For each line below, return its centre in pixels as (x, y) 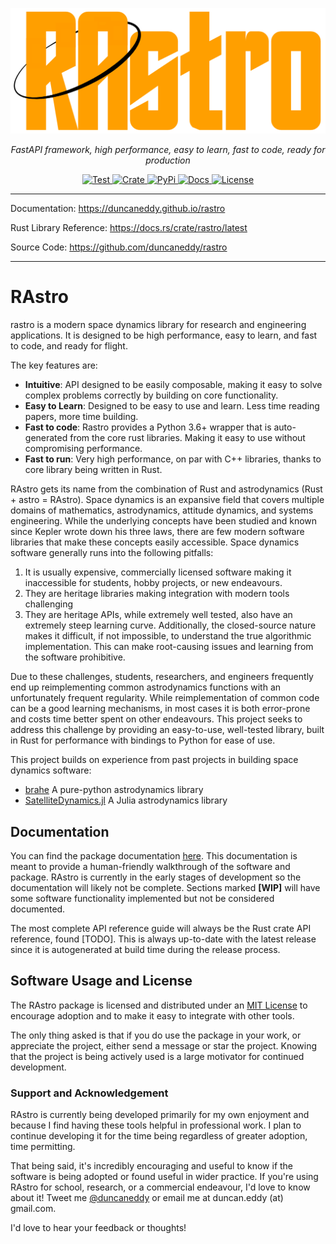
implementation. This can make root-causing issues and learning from (169, 647)
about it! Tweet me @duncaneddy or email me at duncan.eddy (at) (147, 1198)
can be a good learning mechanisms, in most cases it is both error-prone (160, 709)
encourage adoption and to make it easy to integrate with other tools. (152, 1015)
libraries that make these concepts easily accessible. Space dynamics (155, 542)
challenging (48, 604)
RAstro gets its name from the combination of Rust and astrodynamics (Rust (166, 489)
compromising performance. (83, 449)
